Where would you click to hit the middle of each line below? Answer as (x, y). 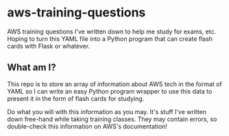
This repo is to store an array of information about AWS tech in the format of (115, 84)
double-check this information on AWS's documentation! (87, 126)
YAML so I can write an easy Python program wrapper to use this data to (110, 91)
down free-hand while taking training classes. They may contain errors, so (112, 119)
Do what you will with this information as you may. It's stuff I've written (107, 111)
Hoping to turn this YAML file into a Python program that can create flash (110, 38)
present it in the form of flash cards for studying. (76, 98)
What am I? (32, 67)
